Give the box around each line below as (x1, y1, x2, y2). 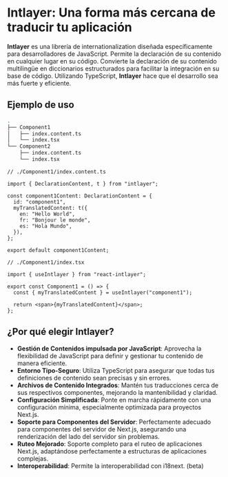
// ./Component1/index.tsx (7, 259, 85, 266)
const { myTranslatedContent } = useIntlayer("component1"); (13, 289, 193, 296)
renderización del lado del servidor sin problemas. (17, 432, 160, 440)
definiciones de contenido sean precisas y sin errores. (17, 373, 172, 382)
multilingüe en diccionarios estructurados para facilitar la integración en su (7, 64, 220, 72)
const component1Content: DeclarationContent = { (7, 192, 153, 199)
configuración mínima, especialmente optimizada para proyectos (17, 402, 202, 411)
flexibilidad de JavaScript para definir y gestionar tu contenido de (17, 351, 203, 360)
